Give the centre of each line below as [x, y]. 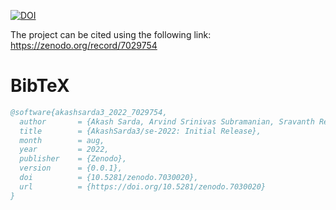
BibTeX [40, 86]
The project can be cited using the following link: [111, 34]
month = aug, [62, 140]
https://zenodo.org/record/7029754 [84, 45]
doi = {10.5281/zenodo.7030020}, [109, 178]
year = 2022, [64, 150]
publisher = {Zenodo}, [73, 159]
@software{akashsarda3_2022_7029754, [89, 112]
